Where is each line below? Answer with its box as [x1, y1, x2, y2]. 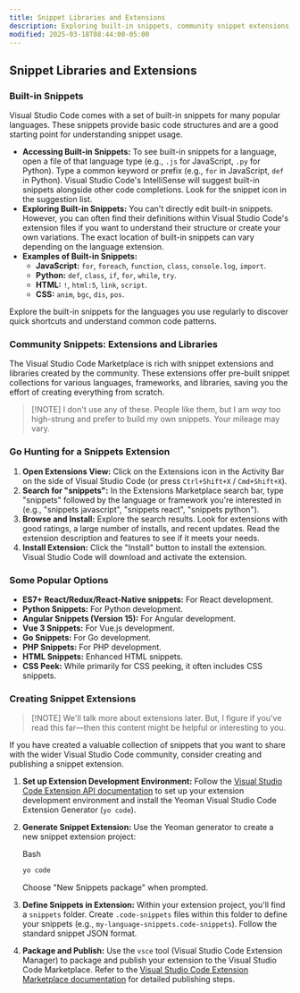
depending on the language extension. [21, 242, 164, 252]
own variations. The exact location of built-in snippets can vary [21, 232, 254, 242]
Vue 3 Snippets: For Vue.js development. [21, 623, 176, 633]
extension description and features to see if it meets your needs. [21, 532, 261, 543]
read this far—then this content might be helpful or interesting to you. [30, 722, 287, 734]
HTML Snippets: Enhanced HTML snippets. [21, 650, 183, 662]
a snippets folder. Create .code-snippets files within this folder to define [21, 909, 287, 920]
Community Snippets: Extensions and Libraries [9, 337, 219, 350]
